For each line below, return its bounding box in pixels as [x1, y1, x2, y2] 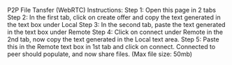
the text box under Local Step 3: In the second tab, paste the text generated [7, 21, 226, 28]
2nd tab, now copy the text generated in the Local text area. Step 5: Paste [7, 35, 219, 44]
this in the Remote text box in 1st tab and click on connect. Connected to [7, 43, 216, 50]
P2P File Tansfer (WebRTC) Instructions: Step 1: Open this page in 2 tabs [7, 6, 217, 14]
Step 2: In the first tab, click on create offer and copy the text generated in [7, 13, 222, 21]
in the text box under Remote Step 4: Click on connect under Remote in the [7, 28, 224, 36]
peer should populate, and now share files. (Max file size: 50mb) [7, 50, 193, 58]
